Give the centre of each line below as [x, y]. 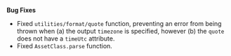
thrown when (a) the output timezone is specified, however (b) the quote [120, 31]
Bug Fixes [21, 10]
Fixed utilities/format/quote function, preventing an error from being [119, 23]
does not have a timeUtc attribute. [66, 38]
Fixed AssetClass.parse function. [65, 46]
